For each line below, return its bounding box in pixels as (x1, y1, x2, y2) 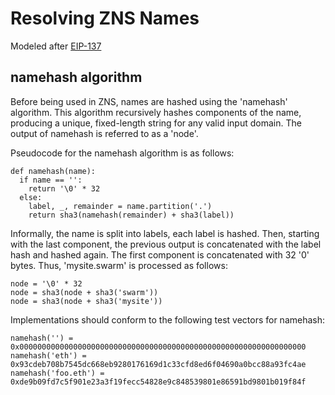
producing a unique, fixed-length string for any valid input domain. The (10, 117, 302, 129)
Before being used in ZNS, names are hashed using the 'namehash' (10, 95, 288, 107)
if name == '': (19, 175, 83, 185)
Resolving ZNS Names (10, 7, 200, 30)
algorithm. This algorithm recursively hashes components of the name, (10, 106, 302, 118)
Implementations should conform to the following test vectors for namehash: (10, 313, 326, 326)
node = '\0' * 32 (10, 278, 83, 289)
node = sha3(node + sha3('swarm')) (10, 287, 159, 297)
